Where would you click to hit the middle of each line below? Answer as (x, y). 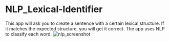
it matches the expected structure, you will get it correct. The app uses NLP (85, 28)
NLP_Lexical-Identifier (54, 9)
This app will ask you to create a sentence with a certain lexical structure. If (85, 23)
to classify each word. (29, 34)
